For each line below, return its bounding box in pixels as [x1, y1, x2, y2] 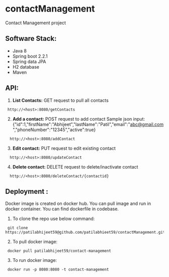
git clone [7, 226, 28, 231]
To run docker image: [12, 257, 57, 263]
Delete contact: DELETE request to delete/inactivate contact [12, 163, 138, 170]
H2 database [12, 64, 39, 70]
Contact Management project [5, 20, 66, 26]
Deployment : [5, 187, 49, 196]
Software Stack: [5, 34, 57, 43]
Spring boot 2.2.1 [12, 53, 48, 59]
